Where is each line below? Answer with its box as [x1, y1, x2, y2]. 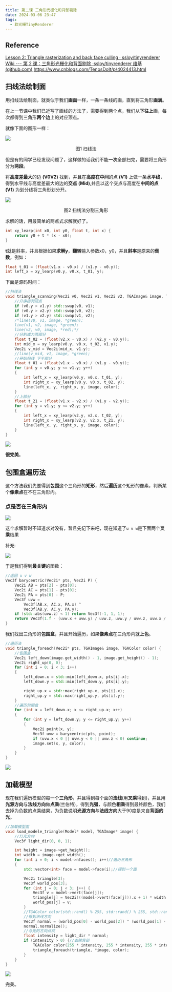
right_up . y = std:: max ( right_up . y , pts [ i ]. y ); [24, 693, 125, 698]
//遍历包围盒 [14, 702, 38, 708]
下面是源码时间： [5, 279, 41, 285]
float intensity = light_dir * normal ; [24, 933, 109, 938]
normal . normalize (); [24, 923, 68, 929]
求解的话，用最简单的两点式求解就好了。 [5, 218, 91, 224]
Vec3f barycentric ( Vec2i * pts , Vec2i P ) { [5, 578, 97, 583]
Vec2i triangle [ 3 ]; [24, 876, 66, 881]
